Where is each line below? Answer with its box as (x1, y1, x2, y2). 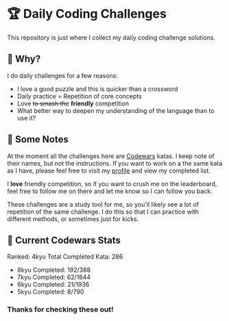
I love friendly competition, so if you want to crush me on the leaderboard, (7, 179, 217, 188)
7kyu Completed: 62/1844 (16, 273, 91, 281)
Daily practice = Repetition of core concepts (16, 92, 142, 100)
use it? (16, 114, 36, 122)
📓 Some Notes (7, 133, 69, 145)
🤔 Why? (7, 53, 41, 65)
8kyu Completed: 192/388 (16, 266, 91, 274)
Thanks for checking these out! (7, 305, 114, 314)
